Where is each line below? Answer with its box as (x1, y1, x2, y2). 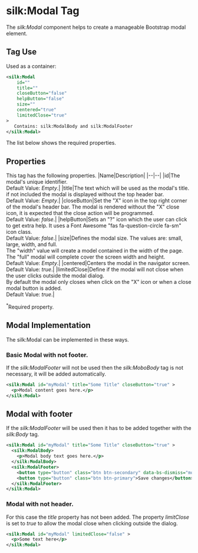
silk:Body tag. (6, 431, 39, 438)
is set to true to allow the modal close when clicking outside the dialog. (6, 519, 178, 526)
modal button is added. (6, 284, 62, 292)
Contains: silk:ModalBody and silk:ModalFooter (14, 123, 133, 129)
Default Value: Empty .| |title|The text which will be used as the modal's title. (6, 184, 190, 192)
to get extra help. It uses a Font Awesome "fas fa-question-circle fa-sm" (6, 222, 181, 229)
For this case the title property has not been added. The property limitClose (6, 514, 190, 521)
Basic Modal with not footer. (6, 350, 88, 359)
